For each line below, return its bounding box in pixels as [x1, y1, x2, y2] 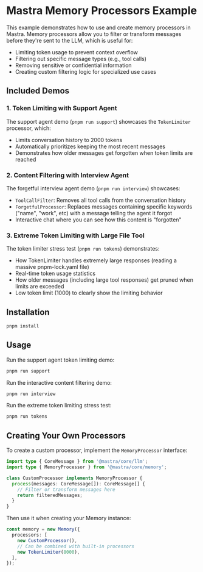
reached [15, 156, 36, 163]
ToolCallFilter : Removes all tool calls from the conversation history [15, 196, 187, 204]
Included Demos [6, 86, 70, 96]
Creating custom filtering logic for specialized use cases [15, 68, 157, 75]
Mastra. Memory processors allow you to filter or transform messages [6, 30, 182, 37]
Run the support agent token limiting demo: [6, 356, 115, 363]
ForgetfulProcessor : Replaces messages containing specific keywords [15, 202, 193, 210]
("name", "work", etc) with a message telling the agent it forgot [15, 209, 173, 216]
